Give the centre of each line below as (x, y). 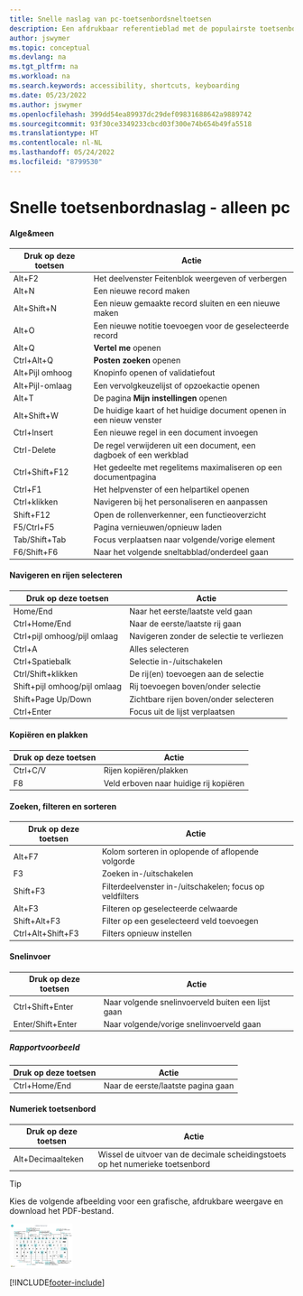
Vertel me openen (127, 347)
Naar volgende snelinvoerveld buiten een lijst (187, 1002)
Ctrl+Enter (32, 711)
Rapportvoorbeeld (45, 1048)
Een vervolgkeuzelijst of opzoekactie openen (176, 385)
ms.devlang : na (38, 57)
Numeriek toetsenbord (53, 1109)
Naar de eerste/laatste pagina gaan (169, 1086)
